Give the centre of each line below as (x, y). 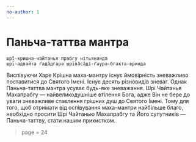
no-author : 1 (23, 12)
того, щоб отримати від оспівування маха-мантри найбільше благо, (95, 107)
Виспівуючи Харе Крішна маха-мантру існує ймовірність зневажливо (97, 75)
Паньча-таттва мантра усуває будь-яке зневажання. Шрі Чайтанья (94, 88)
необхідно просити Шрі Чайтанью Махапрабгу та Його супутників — (96, 114)
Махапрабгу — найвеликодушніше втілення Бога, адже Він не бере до (98, 94)
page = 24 (34, 132)
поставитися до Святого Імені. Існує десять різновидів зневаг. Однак (97, 81)
